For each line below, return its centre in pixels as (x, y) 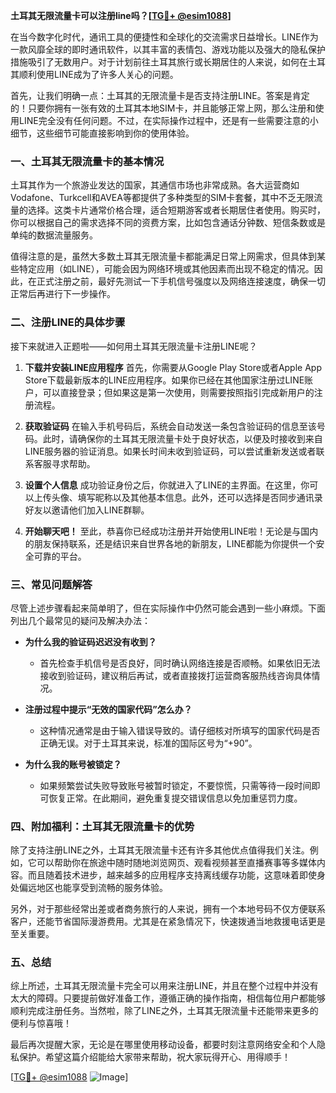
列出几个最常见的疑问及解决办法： (80, 620)
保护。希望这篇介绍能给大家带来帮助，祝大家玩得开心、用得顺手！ (154, 1057)
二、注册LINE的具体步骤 (68, 322)
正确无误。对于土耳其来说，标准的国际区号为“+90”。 (148, 743)
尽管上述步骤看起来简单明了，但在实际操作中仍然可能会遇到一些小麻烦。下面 (168, 608)
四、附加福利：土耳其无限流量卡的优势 (102, 826)
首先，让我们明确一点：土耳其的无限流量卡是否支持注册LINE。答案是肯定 (160, 95)
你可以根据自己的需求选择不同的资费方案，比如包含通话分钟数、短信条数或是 (168, 223)
